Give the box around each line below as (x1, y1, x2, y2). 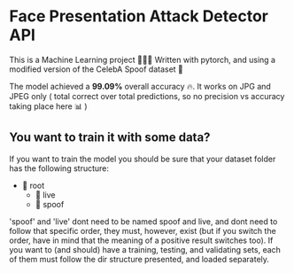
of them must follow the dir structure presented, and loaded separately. (9, 253, 270, 264)
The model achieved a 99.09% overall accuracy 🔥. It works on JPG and (9, 81, 272, 91)
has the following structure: (9, 162, 109, 174)
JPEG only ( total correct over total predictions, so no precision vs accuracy (9, 90, 285, 101)
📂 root (21, 180, 45, 191)
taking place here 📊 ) (9, 100, 88, 112)
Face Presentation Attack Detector (9, 6, 268, 27)
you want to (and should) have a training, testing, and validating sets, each (9, 244, 282, 254)
